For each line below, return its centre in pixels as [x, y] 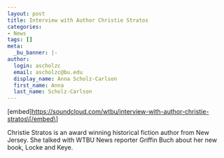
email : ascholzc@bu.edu [48, 72]
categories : [24, 27]
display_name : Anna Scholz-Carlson [65, 79]
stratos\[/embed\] [33, 119]
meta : [15, 46]
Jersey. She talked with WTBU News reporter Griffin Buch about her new [112, 140]
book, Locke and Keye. [40, 148]
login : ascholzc [37, 66]
